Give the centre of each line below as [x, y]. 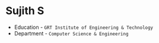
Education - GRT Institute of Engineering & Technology [84, 27]
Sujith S [25, 11]
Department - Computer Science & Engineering [71, 33]
